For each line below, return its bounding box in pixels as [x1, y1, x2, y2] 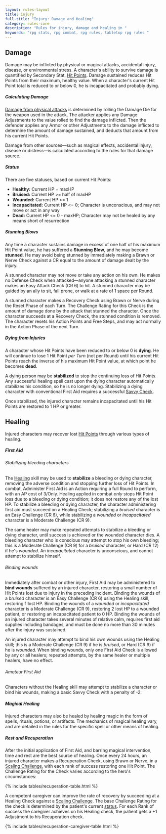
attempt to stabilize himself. [5, 553, 61, 559]
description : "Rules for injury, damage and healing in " [5, 26, 127, 31]
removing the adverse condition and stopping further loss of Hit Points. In [5, 481, 155, 486]
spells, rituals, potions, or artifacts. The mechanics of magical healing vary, [5, 718, 158, 724]
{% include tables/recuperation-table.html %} [5, 783, 98, 789]
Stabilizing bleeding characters [5, 460, 69, 466]
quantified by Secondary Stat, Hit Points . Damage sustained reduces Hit [5, 72, 152, 78]
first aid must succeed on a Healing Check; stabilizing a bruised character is [5, 507, 161, 513]
